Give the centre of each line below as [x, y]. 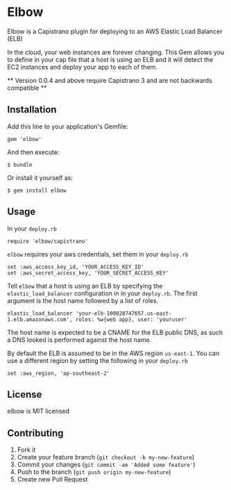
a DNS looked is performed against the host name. [79, 340]
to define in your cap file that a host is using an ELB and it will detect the [110, 59]
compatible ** [27, 88]
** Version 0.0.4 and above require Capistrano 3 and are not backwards [110, 80]
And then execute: [33, 152]
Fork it [26, 450]
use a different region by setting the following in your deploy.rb [98, 360]
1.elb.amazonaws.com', [40, 319]
